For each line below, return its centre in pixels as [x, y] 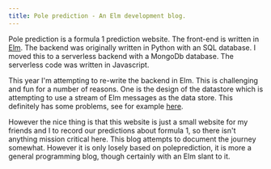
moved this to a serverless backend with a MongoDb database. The [121, 56]
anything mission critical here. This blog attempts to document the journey [132, 139]
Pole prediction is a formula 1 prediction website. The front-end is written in [134, 39]
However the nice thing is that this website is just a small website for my [128, 121]
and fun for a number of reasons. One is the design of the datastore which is [136, 89]
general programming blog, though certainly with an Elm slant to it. [119, 156]
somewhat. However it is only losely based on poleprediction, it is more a [130, 147]
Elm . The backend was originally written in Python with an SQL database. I [132, 47]
